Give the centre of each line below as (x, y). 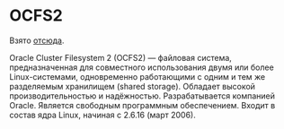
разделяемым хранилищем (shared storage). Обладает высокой (133, 86)
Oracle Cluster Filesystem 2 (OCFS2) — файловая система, (120, 57)
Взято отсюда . (37, 40)
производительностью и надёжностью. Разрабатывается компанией (142, 96)
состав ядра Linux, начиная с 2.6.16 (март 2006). (102, 115)
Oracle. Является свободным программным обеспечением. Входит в (142, 105)
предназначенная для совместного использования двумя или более (142, 67)
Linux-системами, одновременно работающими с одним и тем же (138, 76)
